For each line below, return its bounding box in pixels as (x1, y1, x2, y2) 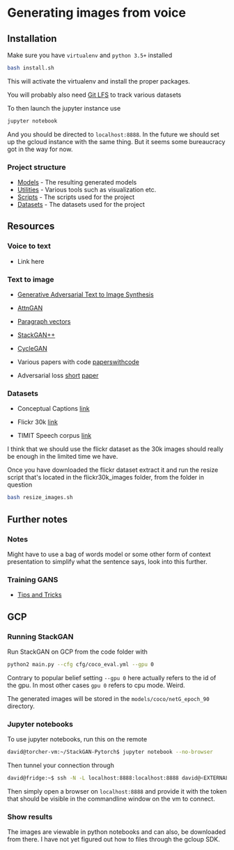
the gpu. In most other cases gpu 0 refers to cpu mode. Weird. (7, 681, 186, 689)
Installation (7, 33, 57, 45)
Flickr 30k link (17, 418, 58, 426)
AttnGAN (17, 304, 43, 313)
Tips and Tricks (17, 590, 62, 599)
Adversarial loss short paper (17, 371, 99, 380)
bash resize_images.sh (7, 494, 73, 501)
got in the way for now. (7, 145, 73, 153)
